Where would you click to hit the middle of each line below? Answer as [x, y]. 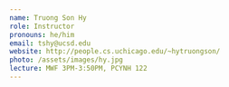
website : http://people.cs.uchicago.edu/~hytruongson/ [115, 52]
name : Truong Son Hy [48, 18]
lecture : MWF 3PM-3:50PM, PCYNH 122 [78, 69]
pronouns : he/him [42, 34]
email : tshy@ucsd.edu [50, 43]
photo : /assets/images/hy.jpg [67, 60]
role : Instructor [42, 26]
